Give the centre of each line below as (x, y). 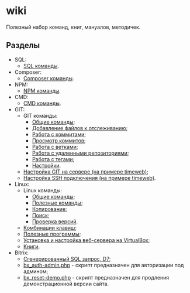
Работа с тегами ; (53, 159)
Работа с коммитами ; (59, 134)
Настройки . (46, 165)
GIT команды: (40, 115)
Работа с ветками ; (55, 146)
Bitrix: (22, 253)
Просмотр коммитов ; (59, 140)
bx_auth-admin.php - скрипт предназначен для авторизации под (103, 265)
